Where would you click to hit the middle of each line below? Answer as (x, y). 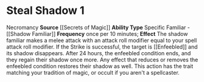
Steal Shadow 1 (45, 11)
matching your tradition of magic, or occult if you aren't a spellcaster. (93, 72)
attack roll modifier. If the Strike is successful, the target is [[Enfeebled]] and (102, 47)
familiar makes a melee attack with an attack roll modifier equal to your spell (102, 40)
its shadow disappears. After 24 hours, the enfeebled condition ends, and (99, 53)
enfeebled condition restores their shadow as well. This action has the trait (100, 66)
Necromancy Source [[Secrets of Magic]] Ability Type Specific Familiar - (98, 27)
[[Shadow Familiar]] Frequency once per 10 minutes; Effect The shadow (97, 33)
